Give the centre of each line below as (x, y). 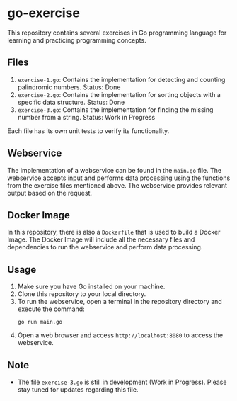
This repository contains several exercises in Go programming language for (117, 33)
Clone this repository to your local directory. (82, 294)
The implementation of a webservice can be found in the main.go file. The (114, 170)
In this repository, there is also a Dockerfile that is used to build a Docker (114, 232)
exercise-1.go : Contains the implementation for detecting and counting (121, 79)
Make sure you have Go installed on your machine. (91, 287)
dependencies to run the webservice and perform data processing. (105, 247)
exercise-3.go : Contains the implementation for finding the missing (115, 109)
